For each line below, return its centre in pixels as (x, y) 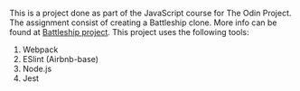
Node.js (37, 68)
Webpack (40, 50)
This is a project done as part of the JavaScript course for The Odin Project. (150, 13)
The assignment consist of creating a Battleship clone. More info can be (143, 23)
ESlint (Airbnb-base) (61, 59)
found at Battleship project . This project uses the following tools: (130, 32)
